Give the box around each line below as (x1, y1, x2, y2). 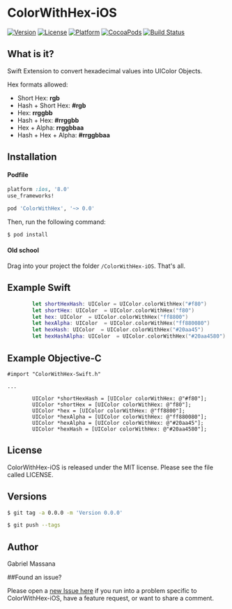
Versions (7, 490, 47, 503)
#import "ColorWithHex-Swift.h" (7, 370, 101, 377)
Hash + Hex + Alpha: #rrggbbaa (17, 130, 110, 139)
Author (7, 541, 38, 552)
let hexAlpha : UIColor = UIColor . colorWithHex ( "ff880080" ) (32, 319, 210, 327)
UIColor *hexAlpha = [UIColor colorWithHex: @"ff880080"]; (32, 413, 208, 420)
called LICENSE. (7, 470, 54, 479)
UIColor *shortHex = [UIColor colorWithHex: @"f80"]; (32, 401, 192, 408)
